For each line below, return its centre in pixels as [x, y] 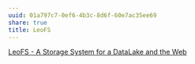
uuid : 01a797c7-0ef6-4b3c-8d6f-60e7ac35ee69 [82, 15]
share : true [28, 23]
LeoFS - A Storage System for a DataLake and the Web [97, 52]
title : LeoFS [30, 30]
